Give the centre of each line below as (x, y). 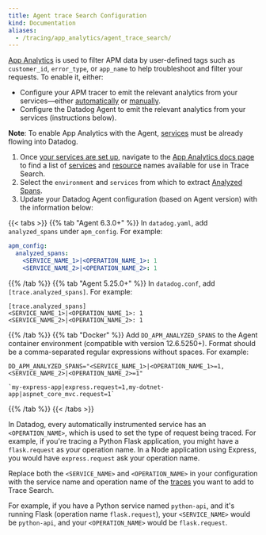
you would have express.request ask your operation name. (104, 458)
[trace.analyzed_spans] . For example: (70, 291)
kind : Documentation (42, 23)
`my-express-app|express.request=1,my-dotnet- (86, 387)
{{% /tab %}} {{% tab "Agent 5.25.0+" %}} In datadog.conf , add (112, 283)
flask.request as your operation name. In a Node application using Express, (133, 449)
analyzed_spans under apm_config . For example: (85, 232)
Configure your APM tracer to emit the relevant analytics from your (129, 93)
